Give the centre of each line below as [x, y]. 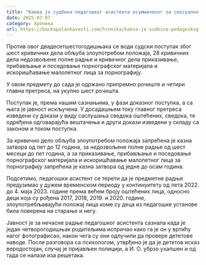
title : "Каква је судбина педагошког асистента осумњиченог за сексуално [103, 12]
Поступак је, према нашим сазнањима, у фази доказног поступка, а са [100, 103]
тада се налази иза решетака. [45, 255]
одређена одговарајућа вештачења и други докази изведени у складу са [103, 122]
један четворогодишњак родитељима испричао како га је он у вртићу [99, 230]
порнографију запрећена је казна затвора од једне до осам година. [95, 166]
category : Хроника [30, 23]
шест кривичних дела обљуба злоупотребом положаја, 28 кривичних [98, 53]
